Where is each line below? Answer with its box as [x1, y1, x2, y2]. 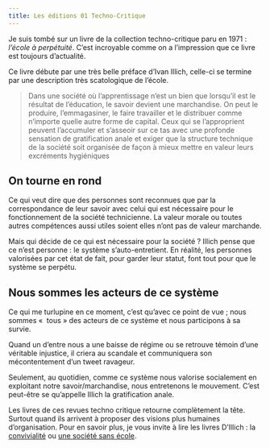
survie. [8, 324, 31, 334]
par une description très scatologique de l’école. [8, 75, 169, 85]
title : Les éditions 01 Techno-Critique [8, 11, 147, 20]
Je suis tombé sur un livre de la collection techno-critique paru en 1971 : [8, 34, 247, 44]
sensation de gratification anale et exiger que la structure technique [27, 134, 254, 143]
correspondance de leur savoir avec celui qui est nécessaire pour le [8, 204, 234, 214]
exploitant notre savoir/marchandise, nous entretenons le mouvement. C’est [8, 381, 260, 391]
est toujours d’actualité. [8, 51, 86, 60]
